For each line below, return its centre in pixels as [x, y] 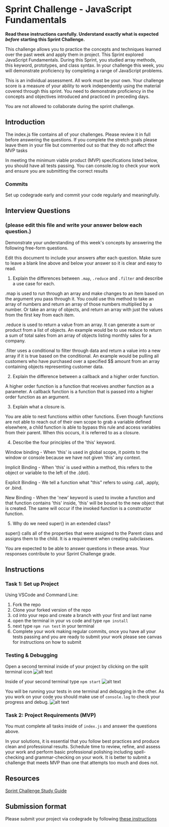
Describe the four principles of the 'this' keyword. [64, 442]
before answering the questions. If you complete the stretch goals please [81, 139]
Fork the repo [27, 605]
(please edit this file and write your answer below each [74, 225]
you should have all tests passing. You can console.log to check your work [83, 166]
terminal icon [19, 671]
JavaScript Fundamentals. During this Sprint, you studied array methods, [81, 60]
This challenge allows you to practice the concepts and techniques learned [83, 49]
